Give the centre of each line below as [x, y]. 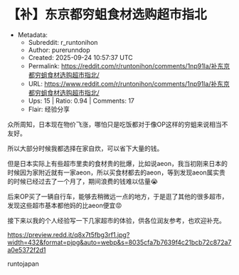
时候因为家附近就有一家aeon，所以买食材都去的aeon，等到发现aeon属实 [113, 172]
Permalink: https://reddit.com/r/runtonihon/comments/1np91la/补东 [126, 66]
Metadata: [33, 35]
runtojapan [23, 264]
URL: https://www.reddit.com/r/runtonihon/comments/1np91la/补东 [126, 83]
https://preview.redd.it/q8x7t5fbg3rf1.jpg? [69, 234]
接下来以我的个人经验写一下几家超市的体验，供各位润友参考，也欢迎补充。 [116, 220]
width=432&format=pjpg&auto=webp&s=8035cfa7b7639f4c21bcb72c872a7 [119, 242]
